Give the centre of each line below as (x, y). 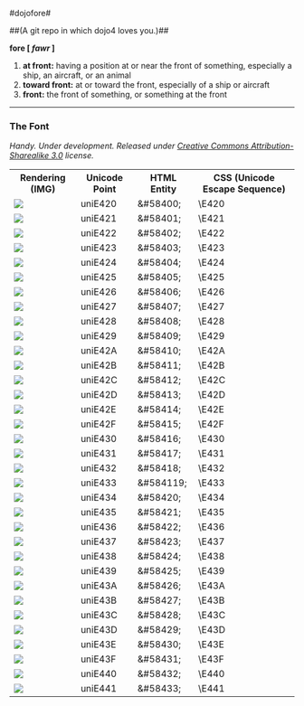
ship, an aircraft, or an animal (76, 75)
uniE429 (99, 336)
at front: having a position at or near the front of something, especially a (157, 66)
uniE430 (99, 439)
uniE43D (99, 630)
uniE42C (99, 381)
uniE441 (99, 689)
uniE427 (99, 306)
